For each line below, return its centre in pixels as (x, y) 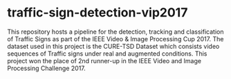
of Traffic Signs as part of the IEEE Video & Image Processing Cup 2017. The (115, 38)
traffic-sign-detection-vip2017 (98, 13)
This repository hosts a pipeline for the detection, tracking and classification (115, 32)
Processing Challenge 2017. (47, 68)
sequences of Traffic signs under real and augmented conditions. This (107, 54)
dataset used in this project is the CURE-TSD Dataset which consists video (113, 46)
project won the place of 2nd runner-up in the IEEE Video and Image (104, 60)
